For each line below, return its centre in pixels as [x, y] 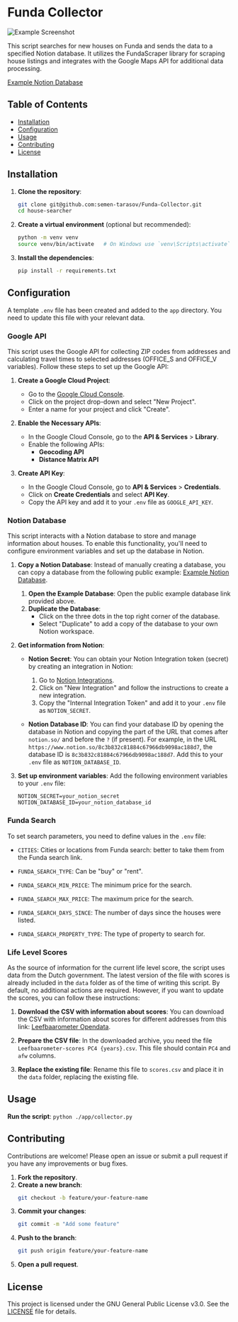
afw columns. [37, 1055]
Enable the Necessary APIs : [59, 423]
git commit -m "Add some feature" [68, 1224]
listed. [27, 920]
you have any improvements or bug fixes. [68, 1164]
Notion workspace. [66, 632]
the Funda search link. [50, 857]
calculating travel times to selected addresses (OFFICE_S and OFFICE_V [112, 359]
